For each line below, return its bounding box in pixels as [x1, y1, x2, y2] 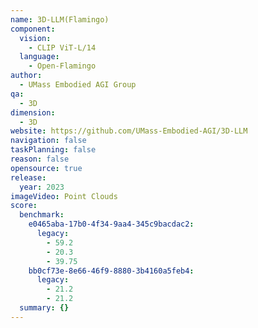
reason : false [10, 154, 70, 164]
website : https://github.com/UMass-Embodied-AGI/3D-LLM [10, 126, 248, 136]
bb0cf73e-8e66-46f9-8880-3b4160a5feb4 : [28, 266, 195, 276]
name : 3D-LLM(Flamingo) [10, 14, 110, 25]
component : [10, 24, 56, 34]
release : [10, 172, 47, 183]
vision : [19, 33, 52, 43]
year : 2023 [19, 182, 65, 192]
